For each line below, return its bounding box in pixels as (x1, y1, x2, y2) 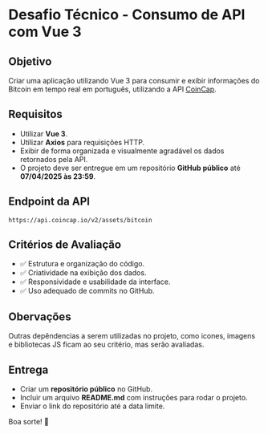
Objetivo (8, 55, 52, 68)
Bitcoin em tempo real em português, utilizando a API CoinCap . (8, 84, 217, 94)
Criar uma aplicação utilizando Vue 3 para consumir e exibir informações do (8, 76, 260, 85)
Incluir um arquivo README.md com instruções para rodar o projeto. (19, 393, 248, 403)
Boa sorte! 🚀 (8, 417, 50, 427)
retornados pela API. (19, 154, 88, 164)
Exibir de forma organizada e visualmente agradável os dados (19, 146, 225, 156)
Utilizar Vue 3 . (19, 128, 68, 138)
